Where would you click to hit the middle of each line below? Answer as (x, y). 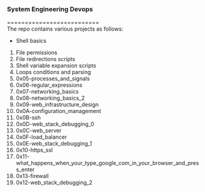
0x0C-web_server (39, 131)
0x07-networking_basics (47, 92)
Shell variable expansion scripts (56, 65)
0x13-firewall (32, 176)
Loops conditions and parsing (53, 72)
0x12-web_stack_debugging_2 (54, 183)
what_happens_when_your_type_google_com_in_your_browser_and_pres (107, 163)
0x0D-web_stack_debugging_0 (55, 124)
